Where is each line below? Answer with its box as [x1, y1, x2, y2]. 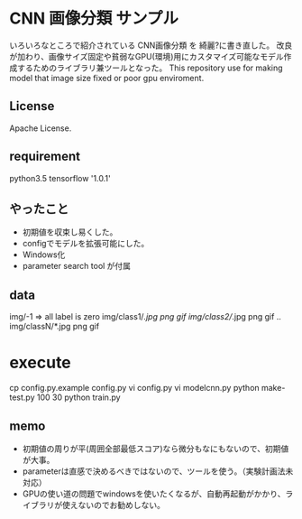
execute [9, 353, 72, 373]
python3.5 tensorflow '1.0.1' [9, 172, 111, 183]
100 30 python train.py [36, 392, 121, 403]
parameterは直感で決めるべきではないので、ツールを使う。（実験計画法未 [22, 466, 294, 477]
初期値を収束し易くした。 [22, 227, 118, 237]
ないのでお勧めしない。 [78, 499, 165, 510]
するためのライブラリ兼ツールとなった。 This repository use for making [16, 62, 283, 73]
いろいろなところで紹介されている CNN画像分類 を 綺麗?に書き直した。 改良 [9, 40, 293, 51]
